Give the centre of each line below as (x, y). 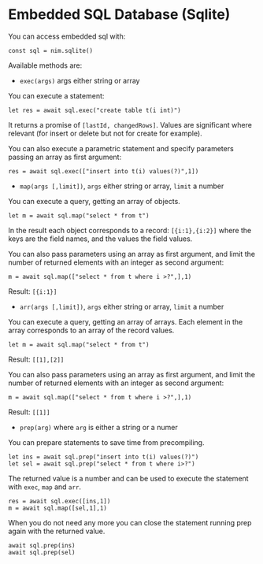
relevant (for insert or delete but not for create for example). (105, 133)
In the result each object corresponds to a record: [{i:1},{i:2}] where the (130, 230)
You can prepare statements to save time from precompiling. (106, 442)
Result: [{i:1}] (33, 291)
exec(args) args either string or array (80, 80)
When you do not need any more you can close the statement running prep (130, 522)
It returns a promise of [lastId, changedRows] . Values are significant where (130, 124)
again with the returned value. (57, 531)
